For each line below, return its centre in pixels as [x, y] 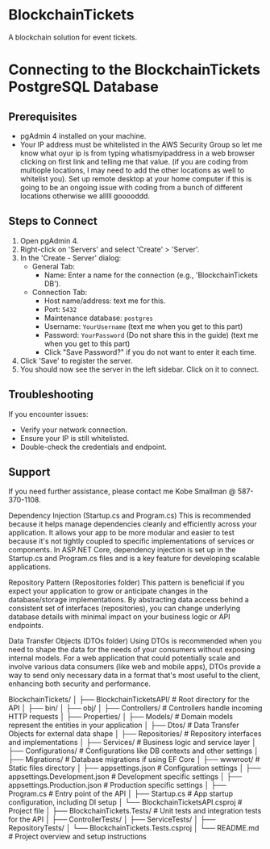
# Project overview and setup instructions [77, 837]
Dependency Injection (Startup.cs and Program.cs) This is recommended [130, 516]
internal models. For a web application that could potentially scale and [125, 658]
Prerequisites [43, 117]
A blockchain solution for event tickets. [73, 37]
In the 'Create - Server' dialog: [71, 258]
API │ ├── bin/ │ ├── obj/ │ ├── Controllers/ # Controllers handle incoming [135, 708]
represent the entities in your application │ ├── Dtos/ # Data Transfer [124, 725]
